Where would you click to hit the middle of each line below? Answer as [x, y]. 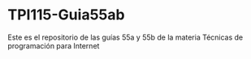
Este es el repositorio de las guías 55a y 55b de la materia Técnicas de [125, 37]
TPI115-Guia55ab [66, 15]
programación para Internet [54, 45]
